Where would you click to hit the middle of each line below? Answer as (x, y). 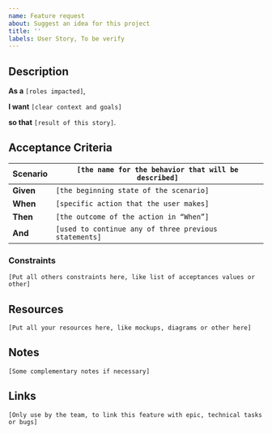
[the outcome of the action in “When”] (132, 217)
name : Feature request (47, 16)
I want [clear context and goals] (66, 107)
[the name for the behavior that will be (157, 170)
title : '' (25, 31)
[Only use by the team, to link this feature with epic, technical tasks (136, 415)
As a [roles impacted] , (47, 91)
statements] (79, 237)
